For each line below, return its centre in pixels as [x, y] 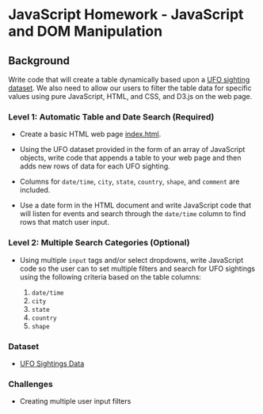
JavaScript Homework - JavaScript [126, 15]
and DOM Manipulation [86, 31]
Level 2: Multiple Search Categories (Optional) [99, 243]
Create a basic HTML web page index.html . [90, 134]
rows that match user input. [64, 222]
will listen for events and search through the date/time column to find [133, 214]
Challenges [30, 384]
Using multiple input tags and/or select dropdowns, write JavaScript [131, 260]
